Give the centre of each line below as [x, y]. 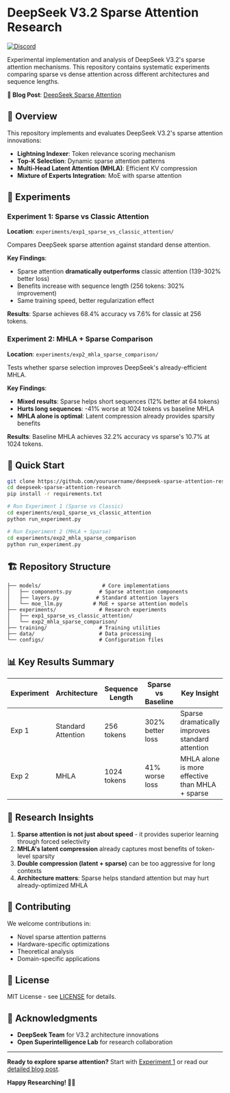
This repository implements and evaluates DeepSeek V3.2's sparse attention [115, 133]
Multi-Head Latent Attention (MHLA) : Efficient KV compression [107, 168]
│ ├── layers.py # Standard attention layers [93, 598]
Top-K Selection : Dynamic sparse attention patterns [91, 161]
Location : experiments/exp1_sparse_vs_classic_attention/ [91, 232]
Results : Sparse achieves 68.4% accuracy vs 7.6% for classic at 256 [104, 314]
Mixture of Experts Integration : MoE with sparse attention [99, 175]
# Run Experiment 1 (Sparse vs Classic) [66, 506]
